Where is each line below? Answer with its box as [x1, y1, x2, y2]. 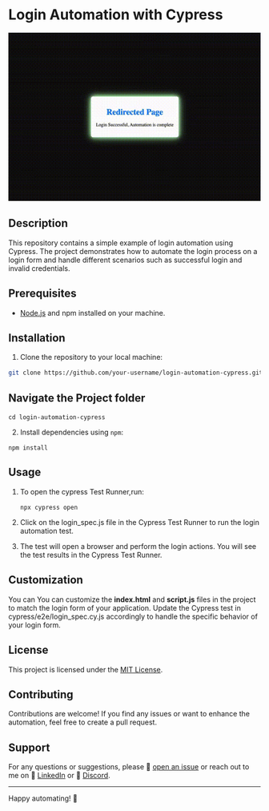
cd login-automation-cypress [8, 414, 106, 422]
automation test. [19, 526, 74, 535]
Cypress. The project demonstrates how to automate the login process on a [8, 246, 258, 256]
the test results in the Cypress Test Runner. [19, 550, 163, 559]
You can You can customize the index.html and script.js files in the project [8, 595, 256, 604]
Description [8, 216, 68, 230]
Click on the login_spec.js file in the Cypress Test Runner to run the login [19, 517, 260, 527]
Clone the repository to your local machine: [19, 353, 163, 362]
